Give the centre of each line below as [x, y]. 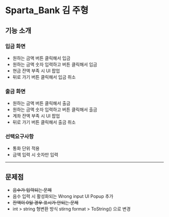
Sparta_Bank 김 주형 [47, 10]
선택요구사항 [20, 137]
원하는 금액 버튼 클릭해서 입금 [41, 58]
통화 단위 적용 [26, 148]
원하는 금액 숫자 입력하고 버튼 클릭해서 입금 [55, 64]
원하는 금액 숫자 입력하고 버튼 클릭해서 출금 [55, 110]
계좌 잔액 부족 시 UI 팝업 [36, 116]
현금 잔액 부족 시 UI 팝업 [36, 71]
